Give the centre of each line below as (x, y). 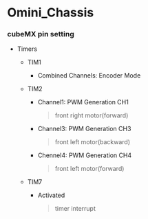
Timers (27, 49)
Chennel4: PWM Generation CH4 (85, 155)
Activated (51, 195)
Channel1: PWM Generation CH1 (83, 102)
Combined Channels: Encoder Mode (89, 76)
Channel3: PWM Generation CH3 (84, 129)
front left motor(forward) (89, 169)
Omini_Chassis (51, 13)
